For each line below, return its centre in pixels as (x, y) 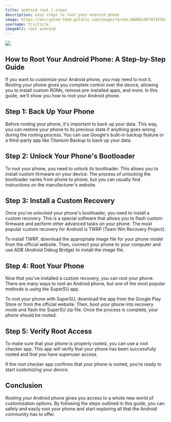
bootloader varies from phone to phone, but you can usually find (73, 179)
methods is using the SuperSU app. (42, 289)
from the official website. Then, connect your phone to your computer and (83, 245)
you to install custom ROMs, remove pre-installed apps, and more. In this (81, 90)
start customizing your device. (37, 370)
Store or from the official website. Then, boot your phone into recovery (79, 304)
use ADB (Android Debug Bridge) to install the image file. (65, 250)
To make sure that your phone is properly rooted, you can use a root (77, 344)
